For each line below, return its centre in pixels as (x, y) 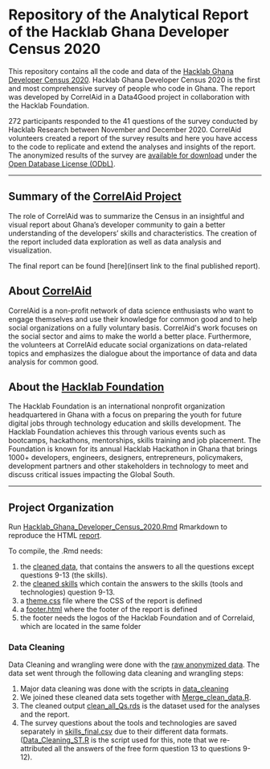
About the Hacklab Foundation (86, 387)
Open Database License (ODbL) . (62, 163)
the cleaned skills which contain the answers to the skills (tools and (131, 584)
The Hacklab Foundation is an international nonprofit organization (117, 406)
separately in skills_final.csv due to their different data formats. (124, 732)
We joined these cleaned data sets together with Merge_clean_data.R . (135, 697)
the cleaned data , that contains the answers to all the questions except (137, 567)
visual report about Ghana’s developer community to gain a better (117, 224)
